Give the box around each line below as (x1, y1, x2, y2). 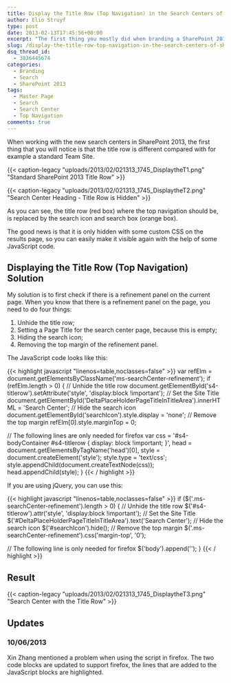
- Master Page (13, 93, 54, 100)
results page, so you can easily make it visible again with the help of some (7, 234, 218, 243)
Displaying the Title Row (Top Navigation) (7, 262, 189, 273)
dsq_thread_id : (7, 49, 51, 56)
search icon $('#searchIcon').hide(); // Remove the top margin (7, 524, 184, 533)
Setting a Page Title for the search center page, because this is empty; (16, 326, 218, 334)
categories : (7, 61, 41, 68)
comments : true (7, 118, 51, 126)
